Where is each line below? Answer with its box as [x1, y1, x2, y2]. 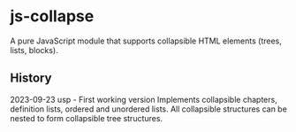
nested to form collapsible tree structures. [10, 113, 163, 123]
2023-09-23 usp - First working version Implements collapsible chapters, [10, 94, 277, 105]
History [10, 71, 52, 86]
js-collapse [10, 6, 95, 27]
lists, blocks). [10, 44, 58, 55]
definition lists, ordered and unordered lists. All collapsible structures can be [10, 104, 288, 114]
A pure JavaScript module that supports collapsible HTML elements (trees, [10, 35, 282, 46]
